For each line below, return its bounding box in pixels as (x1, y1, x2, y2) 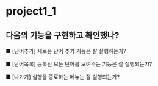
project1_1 (5, 4, 56, 18)
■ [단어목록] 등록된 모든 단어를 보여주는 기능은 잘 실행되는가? (5, 60, 153, 68)
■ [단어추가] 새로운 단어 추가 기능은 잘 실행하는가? (5, 48, 126, 54)
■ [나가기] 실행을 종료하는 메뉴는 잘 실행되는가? (5, 73, 120, 81)
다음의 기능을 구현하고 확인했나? (5, 30, 120, 40)
